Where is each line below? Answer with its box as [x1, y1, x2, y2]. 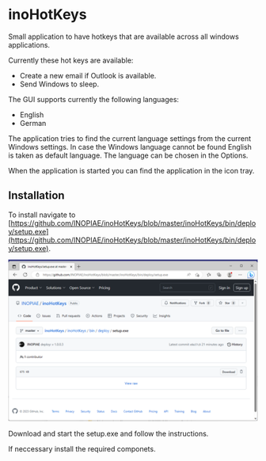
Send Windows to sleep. [19, 79, 100, 89]
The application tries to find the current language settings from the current [8, 133, 252, 143]
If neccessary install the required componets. [8, 444, 156, 453]
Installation [8, 189, 65, 203]
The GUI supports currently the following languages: [8, 94, 180, 104]
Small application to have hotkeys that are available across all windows [8, 32, 239, 41]
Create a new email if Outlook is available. [19, 70, 157, 80]
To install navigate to [8, 210, 76, 219]
